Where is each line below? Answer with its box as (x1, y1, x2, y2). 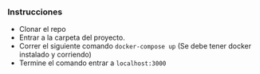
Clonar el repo (18, 25, 66, 34)
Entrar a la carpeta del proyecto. (18, 33, 125, 42)
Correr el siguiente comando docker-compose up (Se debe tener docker (18, 41, 252, 51)
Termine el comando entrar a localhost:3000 (18, 58, 167, 68)
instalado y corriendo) (18, 50, 93, 60)
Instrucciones (7, 6, 63, 18)
